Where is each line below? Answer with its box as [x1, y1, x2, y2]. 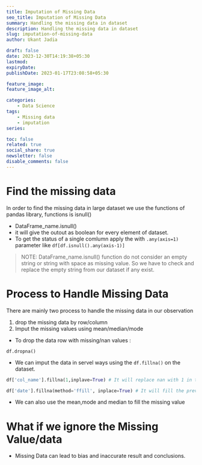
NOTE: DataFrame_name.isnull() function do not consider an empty [20, 253, 188, 260]
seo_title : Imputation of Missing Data [6, 14, 106, 20]
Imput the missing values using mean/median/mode [14, 325, 144, 332]
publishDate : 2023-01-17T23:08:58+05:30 [6, 70, 109, 76]
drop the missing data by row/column [14, 318, 108, 325]
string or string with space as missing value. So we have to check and [20, 259, 194, 266]
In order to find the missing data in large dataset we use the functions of [6, 204, 185, 211]
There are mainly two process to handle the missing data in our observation [6, 307, 194, 314]
